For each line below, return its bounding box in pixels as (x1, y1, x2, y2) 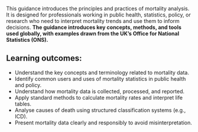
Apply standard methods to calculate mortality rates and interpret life (14, 94, 183, 101)
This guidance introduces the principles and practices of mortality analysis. (6, 5, 190, 12)
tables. (14, 100, 31, 107)
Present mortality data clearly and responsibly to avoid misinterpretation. (14, 119, 192, 126)
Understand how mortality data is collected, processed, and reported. (14, 88, 185, 95)
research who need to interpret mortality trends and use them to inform (6, 18, 180, 24)
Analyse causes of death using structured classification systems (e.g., (14, 106, 186, 114)
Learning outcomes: (6, 53, 82, 64)
